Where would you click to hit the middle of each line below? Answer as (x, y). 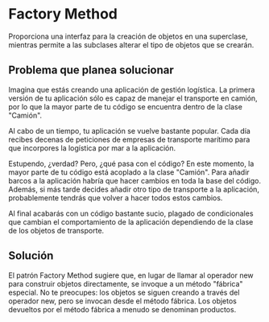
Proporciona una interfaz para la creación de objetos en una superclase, (128, 36)
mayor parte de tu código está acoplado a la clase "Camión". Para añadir (129, 172)
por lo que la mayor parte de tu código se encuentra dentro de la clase (126, 106)
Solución (31, 256)
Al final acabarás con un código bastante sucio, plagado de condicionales (131, 213)
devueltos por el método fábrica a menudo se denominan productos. (122, 309)
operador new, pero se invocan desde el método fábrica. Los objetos (123, 301)
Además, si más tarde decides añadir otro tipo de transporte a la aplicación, (134, 189)
